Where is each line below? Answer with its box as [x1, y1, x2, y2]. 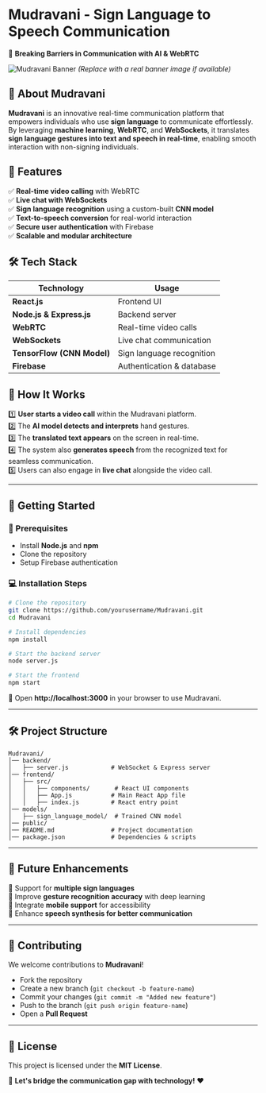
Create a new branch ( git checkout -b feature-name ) [19, 983, 195, 994]
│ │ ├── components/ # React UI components [8, 784, 190, 792]
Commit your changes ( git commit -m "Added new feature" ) [19, 992, 216, 1002]
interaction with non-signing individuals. [8, 141, 139, 152]
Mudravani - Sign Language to [8, 6, 211, 24]
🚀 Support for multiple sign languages [8, 883, 135, 893]
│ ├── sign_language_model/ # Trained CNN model [8, 812, 182, 820]
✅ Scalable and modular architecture [8, 230, 132, 240]
